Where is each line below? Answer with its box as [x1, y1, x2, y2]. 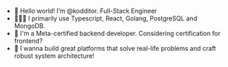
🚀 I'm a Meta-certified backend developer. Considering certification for [13, 29, 221, 37]
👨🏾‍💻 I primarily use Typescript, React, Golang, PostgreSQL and [13, 14, 198, 23]
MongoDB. [13, 22, 46, 30]
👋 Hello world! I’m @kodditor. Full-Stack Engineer [13, 7, 157, 15]
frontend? [13, 37, 43, 45]
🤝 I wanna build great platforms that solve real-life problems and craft [13, 44, 217, 52]
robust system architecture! [13, 51, 95, 60]
